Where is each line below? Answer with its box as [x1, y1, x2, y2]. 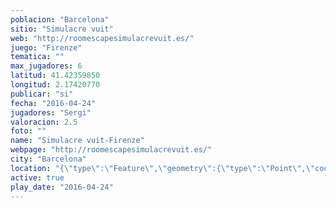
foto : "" [10, 126, 47, 136]
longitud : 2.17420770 [10, 80, 101, 90]
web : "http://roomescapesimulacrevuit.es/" [10, 33, 195, 43]
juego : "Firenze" [10, 42, 83, 53]
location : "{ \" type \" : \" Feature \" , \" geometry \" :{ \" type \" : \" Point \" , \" [10, 163, 316, 173]
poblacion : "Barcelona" [10, 14, 110, 25]
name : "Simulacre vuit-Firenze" [10, 136, 145, 146]
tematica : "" [10, 52, 65, 62]
